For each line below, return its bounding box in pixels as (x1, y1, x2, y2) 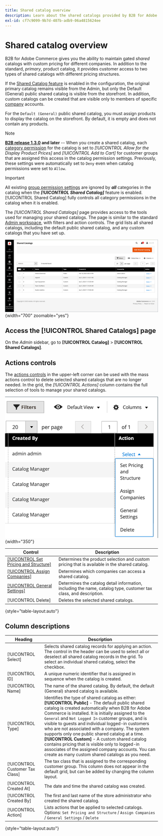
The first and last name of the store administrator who (44, 792, 152, 798)
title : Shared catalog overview (5, 8, 70, 13)
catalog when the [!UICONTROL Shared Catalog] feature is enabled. (5, 190, 143, 195)
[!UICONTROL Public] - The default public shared (44, 700, 145, 706)
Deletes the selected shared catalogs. (58, 597, 134, 603)
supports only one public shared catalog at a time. (44, 731, 144, 736)
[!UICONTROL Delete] (7, 597, 51, 603)
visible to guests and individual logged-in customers (44, 720, 149, 726)
